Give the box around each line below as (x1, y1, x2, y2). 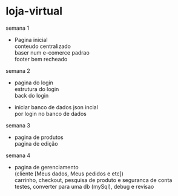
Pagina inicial (14, 36, 48, 43)
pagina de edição (14, 140, 58, 147)
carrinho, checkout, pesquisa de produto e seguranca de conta (14, 176, 173, 183)
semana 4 (5, 152, 31, 159)
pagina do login (14, 79, 54, 86)
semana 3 (5, 121, 31, 129)
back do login (14, 92, 49, 99)
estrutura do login (14, 85, 59, 92)
